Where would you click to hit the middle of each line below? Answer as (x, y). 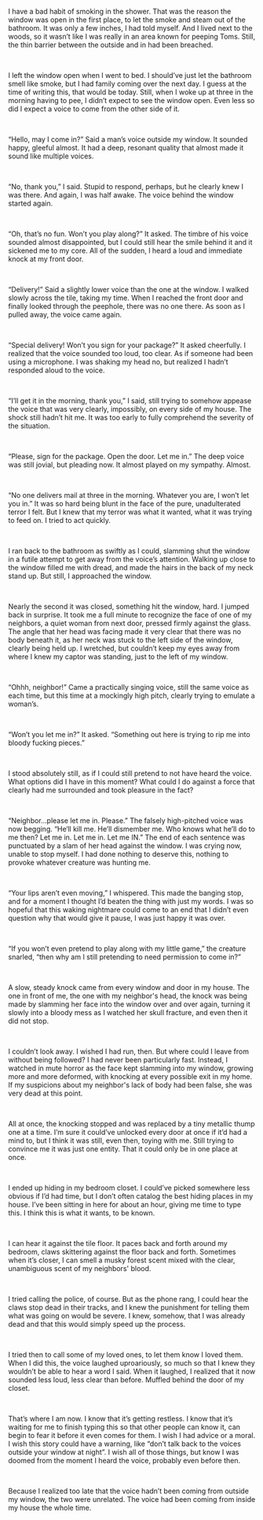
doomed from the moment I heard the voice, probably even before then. (124, 1461)
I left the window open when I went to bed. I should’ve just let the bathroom (130, 75)
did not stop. (29, 1021)
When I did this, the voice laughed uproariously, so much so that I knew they (131, 1363)
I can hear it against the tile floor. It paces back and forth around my (118, 1243)
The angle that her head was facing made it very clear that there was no (125, 632)
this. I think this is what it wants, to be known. (82, 1213)
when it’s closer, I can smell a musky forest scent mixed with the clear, (122, 1260)
